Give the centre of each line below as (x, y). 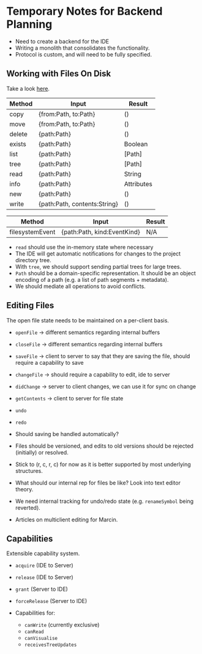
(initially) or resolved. (42, 452)
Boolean (136, 144)
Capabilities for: (35, 613)
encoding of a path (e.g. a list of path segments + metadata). (92, 279)
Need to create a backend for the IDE (62, 41)
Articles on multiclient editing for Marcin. (66, 520)
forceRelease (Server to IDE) (51, 601)
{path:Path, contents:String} (78, 204)
